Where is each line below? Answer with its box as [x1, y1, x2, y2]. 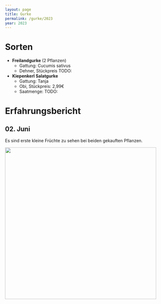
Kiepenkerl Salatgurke [12, 73, 58, 79]
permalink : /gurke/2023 [5, 16, 53, 21]
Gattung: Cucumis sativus [19, 63, 71, 68]
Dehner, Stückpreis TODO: [19, 68, 73, 74]
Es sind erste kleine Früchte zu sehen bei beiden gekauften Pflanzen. [5, 138, 143, 144]
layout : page [5, 7, 31, 12]
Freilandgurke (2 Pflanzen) [12, 58, 67, 64]
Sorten [5, 42, 33, 52]
